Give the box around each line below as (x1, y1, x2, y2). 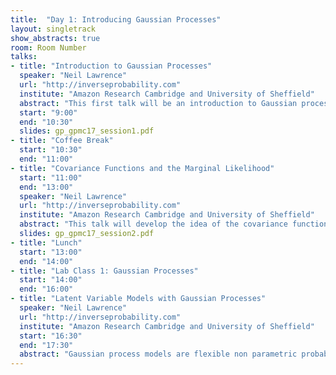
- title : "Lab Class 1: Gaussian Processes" (10, 266, 199, 276)
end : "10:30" (19, 117, 74, 127)
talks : (10, 52, 38, 62)
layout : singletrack (10, 24, 97, 34)
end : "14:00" (19, 256, 74, 266)
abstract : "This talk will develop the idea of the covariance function (19, 219, 329, 230)
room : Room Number (10, 42, 87, 53)
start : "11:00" (19, 172, 83, 183)
